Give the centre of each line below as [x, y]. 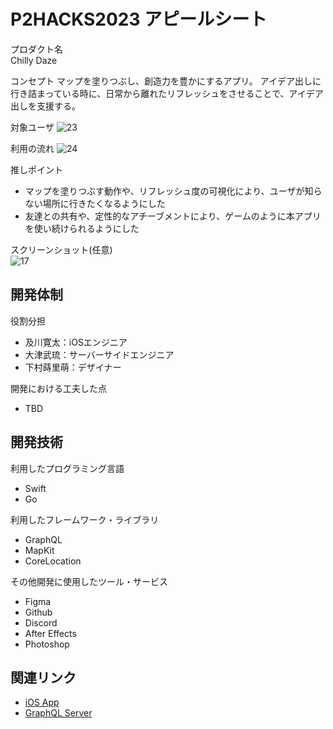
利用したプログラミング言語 [67, 468]
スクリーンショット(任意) [61, 249]
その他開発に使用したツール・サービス [89, 581]
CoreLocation [53, 561]
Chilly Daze [34, 60]
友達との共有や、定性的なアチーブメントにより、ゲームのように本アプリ [173, 216]
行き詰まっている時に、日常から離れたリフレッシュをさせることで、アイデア [167, 93]
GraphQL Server [58, 713]
